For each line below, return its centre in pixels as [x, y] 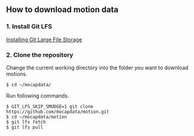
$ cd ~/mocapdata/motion [37, 117]
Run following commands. [38, 95]
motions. [17, 74]
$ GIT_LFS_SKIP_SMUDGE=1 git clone [50, 106]
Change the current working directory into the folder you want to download [97, 67]
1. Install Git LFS [29, 27]
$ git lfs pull [25, 127]
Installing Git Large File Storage [44, 39]
